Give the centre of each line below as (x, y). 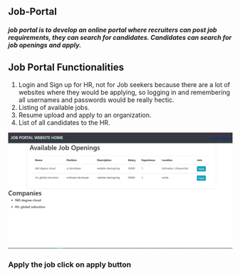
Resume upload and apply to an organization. (85, 115)
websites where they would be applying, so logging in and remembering (124, 92)
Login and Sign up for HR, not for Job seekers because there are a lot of (124, 84)
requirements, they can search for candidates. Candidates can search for (120, 37)
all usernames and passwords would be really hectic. (96, 100)
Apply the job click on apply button (70, 265)
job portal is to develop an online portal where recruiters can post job (113, 30)
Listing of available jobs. (54, 107)
